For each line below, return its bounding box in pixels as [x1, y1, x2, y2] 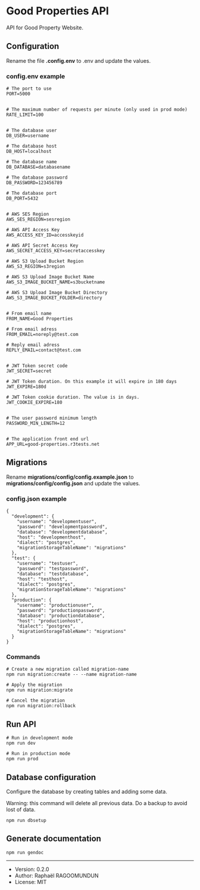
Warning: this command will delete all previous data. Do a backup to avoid [6, 800, 187, 807]
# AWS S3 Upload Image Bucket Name [6, 274, 95, 280]
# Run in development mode [6, 735, 73, 741]
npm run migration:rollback [6, 703, 76, 709]
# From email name [6, 311, 52, 317]
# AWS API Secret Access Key [6, 243, 79, 249]
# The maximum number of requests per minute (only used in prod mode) [6, 106, 187, 113]
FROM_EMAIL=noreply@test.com [6, 332, 79, 338]
